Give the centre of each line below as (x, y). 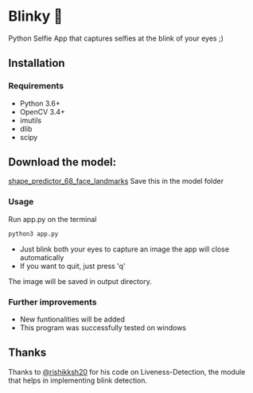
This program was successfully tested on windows (103, 327)
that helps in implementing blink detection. (78, 380)
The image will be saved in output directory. (80, 281)
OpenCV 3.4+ (43, 111)
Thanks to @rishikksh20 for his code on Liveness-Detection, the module (127, 372)
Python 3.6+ (40, 103)
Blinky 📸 (36, 16)
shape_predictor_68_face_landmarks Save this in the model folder (116, 181)
